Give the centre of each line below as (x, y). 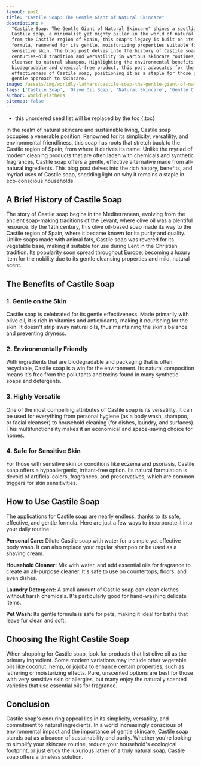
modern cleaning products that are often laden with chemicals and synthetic (100, 155)
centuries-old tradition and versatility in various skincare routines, (104, 56)
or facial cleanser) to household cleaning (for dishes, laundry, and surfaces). (100, 422)
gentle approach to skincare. (49, 79)
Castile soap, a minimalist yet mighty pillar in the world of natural (103, 34)
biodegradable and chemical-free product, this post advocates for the (103, 68)
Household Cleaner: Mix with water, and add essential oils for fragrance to (99, 565)
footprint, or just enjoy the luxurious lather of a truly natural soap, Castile (96, 750)
